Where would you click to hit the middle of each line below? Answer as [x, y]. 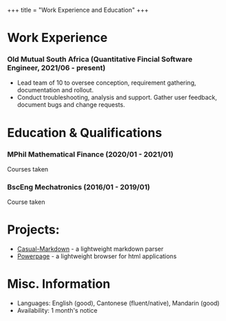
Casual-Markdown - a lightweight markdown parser [90, 249]
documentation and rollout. [55, 90]
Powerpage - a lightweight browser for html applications [97, 256]
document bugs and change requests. [71, 105]
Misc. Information [59, 284]
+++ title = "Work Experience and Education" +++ [78, 10]
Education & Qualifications [85, 133]
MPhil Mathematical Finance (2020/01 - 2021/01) [90, 154]
